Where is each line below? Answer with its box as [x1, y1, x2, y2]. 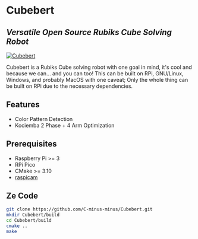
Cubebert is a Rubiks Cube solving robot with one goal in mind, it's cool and [6, 63, 192, 71]
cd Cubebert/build [6, 218, 52, 224]
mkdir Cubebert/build [6, 212, 60, 218]
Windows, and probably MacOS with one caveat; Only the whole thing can [6, 77, 188, 83]
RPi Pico [14, 161, 36, 168]
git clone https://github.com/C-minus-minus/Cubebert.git [6, 206, 153, 212]
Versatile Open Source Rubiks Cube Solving [6, 27, 172, 37]
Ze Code [6, 191, 39, 201]
